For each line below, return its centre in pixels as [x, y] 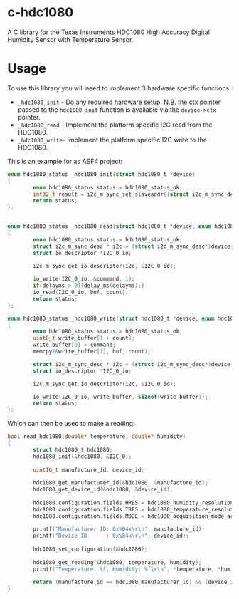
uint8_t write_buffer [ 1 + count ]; [84, 338]
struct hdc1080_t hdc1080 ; [73, 449]
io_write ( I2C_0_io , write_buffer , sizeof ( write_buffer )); [121, 397]
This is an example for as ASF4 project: [65, 161]
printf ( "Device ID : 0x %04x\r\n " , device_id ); [111, 536]
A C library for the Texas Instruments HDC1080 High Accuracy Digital [108, 32]
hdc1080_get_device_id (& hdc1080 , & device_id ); [103, 490]
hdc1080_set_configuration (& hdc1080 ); [90, 549]
